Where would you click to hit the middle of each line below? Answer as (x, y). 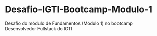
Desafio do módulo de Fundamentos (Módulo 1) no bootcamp (69, 23)
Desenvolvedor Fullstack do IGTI (39, 28)
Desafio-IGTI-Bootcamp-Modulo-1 (79, 9)
